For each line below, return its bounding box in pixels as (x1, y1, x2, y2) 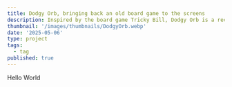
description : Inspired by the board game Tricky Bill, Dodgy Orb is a (7, 16, 215, 23)
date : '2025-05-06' (7, 29, 64, 36)
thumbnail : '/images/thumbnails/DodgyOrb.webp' (7, 23, 147, 29)
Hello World (7, 73, 41, 82)
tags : (7, 42, 23, 49)
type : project (7, 36, 48, 42)
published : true (7, 55, 54, 62)
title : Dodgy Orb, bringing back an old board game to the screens (7, 10, 206, 17)
